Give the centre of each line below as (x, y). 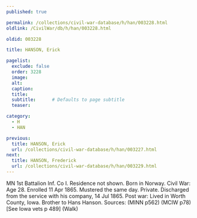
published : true (26, 12)
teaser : (21, 106)
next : (13, 155)
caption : (23, 89)
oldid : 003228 (24, 39)
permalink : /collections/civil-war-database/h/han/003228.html (87, 23)
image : (20, 77)
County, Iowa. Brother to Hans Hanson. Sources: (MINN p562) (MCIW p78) (98, 202)
